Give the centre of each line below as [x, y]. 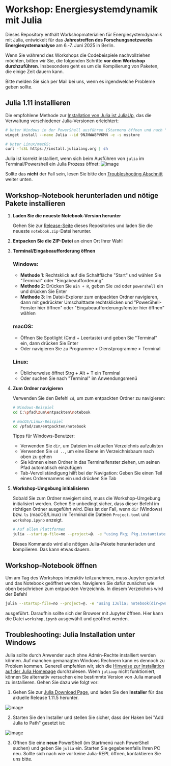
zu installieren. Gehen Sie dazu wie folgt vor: [52, 682]
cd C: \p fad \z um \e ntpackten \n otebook [51, 412]
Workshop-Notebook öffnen [51, 565]
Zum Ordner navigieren [38, 388]
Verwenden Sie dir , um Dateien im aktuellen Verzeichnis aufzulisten [92, 446]
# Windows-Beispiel [33, 408]
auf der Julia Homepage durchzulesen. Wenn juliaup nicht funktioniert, [81, 671]
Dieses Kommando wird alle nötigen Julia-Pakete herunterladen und [84, 544]
